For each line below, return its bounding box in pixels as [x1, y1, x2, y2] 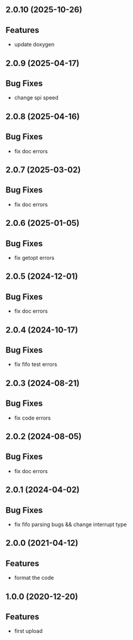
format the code [14, 574, 54, 582]
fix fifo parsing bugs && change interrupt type [14, 521, 127, 528]
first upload [14, 627, 43, 635]
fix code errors [14, 414, 51, 421]
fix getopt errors [14, 254, 55, 262]
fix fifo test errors [14, 361, 57, 368]
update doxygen [14, 41, 55, 48]
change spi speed [14, 94, 59, 101]
